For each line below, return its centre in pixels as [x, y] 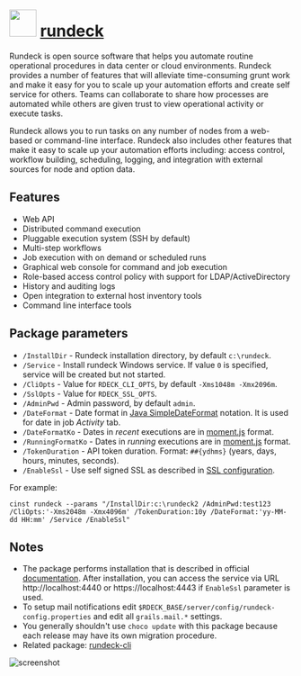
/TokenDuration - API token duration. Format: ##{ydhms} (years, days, [149, 451]
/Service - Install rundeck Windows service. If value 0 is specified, [145, 365]
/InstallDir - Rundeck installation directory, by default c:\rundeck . [146, 355]
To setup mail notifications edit [79, 607]
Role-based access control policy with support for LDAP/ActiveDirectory [156, 276]
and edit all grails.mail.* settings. [158, 617]
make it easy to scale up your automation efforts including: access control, [147, 149]
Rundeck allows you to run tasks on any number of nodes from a [129, 131]
